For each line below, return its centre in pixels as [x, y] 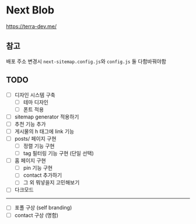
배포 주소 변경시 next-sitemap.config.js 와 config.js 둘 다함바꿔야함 [86, 61]
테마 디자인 [36, 102]
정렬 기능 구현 [39, 146]
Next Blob [30, 10]
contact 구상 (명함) [36, 215]
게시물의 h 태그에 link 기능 [44, 131]
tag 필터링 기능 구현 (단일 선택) [59, 153]
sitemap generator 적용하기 [47, 117]
